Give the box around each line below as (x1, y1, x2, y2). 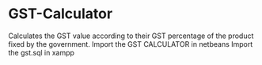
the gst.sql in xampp (8, 48, 75, 57)
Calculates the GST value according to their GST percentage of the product (8, 31, 254, 40)
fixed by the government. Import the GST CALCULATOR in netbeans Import (8, 39, 253, 48)
